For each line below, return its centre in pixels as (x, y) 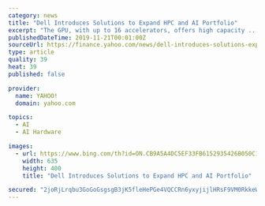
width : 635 (40, 161)
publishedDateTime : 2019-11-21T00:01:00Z (77, 37)
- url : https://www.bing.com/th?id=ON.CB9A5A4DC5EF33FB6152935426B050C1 (137, 154)
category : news (33, 15)
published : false (37, 74)
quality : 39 (28, 60)
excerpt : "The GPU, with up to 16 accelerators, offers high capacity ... (134, 30)
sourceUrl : (26, 45)
